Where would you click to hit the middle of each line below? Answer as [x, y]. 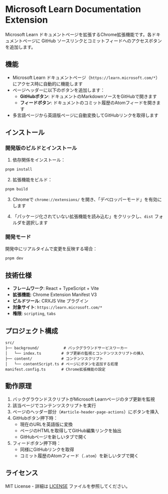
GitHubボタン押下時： [35, 418]
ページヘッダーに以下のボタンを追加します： [59, 90]
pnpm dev [14, 258]
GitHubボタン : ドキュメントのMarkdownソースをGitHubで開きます [88, 96]
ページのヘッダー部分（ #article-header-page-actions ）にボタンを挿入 [86, 412]
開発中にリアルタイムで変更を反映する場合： [51, 249]
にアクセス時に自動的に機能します [48, 83]
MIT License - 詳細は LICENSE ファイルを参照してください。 [68, 486]
